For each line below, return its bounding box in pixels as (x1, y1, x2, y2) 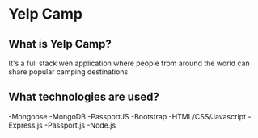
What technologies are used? (8, 90, 159, 104)
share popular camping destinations (8, 67, 129, 77)
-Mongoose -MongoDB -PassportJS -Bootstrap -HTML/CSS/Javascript (8, 111, 247, 121)
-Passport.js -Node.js (44, 120, 116, 130)
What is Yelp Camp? (8, 37, 112, 51)
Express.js (8, 120, 43, 130)
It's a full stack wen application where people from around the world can (8, 58, 251, 68)
